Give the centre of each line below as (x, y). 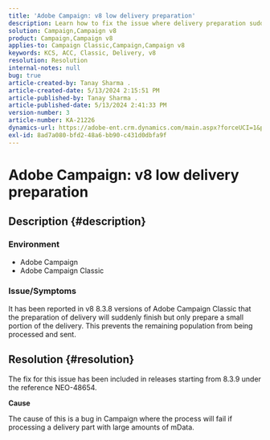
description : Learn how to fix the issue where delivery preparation (127, 23)
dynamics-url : (32, 128)
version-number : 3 (39, 113)
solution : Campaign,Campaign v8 (62, 31)
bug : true (25, 75)
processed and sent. (42, 334)
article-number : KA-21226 (51, 120)
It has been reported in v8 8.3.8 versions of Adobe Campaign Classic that (130, 308)
